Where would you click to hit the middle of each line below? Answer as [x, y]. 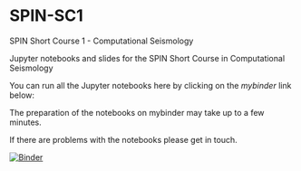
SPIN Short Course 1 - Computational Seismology [102, 41]
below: [22, 95]
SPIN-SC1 [46, 16]
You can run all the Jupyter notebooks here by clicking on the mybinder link [150, 85]
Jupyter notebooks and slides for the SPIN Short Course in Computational [147, 58]
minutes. [26, 122]
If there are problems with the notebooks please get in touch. [123, 139]
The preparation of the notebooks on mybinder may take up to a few [137, 112]
